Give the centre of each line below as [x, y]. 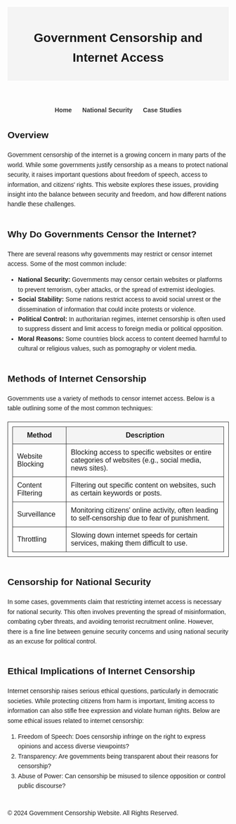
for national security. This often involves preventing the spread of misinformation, [117, 612]
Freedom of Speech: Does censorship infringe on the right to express [112, 736]
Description [145, 436]
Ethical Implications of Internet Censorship [101, 671]
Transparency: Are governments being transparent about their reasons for [118, 756]
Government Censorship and [118, 38]
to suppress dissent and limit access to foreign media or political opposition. [120, 329]
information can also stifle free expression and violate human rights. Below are [114, 711]
